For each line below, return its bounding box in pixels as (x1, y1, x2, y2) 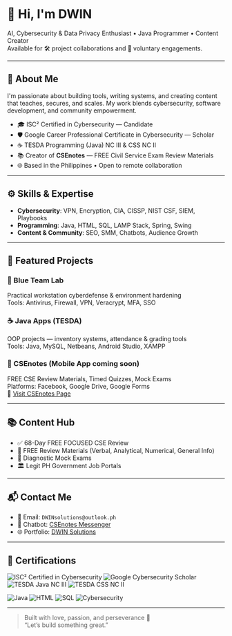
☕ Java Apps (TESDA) (7, 316, 82, 326)
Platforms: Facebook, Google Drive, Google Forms (7, 382, 151, 390)
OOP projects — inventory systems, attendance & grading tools (7, 334, 187, 343)
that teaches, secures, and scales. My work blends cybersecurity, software (7, 99, 221, 107)
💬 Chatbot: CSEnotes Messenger (17, 521, 111, 529)
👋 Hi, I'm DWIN (7, 6, 92, 22)
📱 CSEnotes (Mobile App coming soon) (7, 359, 140, 369)
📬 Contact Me (7, 492, 72, 503)
